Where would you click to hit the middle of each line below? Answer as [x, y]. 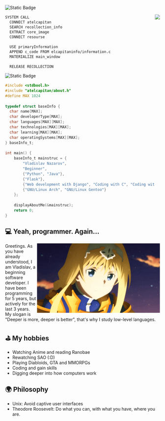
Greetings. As [19, 246]
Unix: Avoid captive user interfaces [48, 404]
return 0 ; [24, 210]
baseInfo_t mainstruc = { [41, 158]
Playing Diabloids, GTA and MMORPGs [51, 363]
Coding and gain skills [35, 368]
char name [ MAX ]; [26, 112]
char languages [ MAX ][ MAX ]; [37, 122]
